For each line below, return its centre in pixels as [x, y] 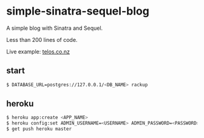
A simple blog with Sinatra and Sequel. [55, 28]
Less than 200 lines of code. [42, 40]
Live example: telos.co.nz [38, 51]
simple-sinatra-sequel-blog [78, 11]
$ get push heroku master [39, 129]
